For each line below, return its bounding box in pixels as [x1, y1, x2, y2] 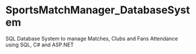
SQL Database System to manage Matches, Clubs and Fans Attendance [5, 35, 178, 42]
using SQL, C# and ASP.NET [5, 41, 74, 48]
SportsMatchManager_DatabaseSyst [5, 3, 190, 17]
